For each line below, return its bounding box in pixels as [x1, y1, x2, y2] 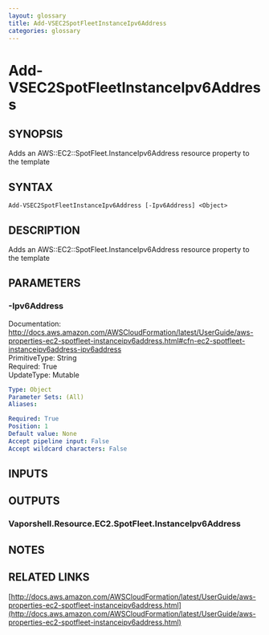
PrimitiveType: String [8, 352, 77, 362]
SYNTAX [8, 180, 54, 193]
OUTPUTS [8, 495, 60, 508]
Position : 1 [8, 422, 48, 430]
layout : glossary [8, 11, 67, 20]
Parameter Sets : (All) [8, 393, 84, 401]
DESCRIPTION [8, 223, 80, 237]
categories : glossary [8, 26, 81, 35]
